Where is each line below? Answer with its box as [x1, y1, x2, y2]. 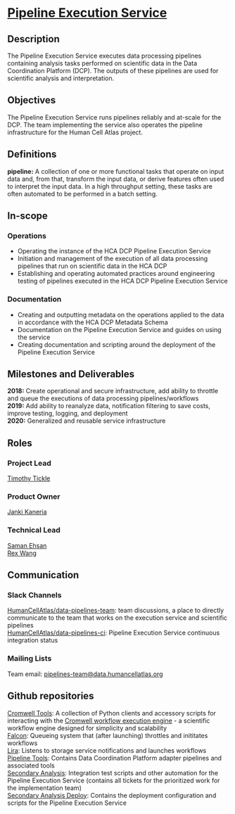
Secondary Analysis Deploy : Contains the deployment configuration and [7, 791, 217, 799]
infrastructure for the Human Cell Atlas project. [7, 128, 143, 136]
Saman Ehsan [7, 541, 47, 549]
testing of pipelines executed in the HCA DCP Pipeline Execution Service [17, 276, 228, 286]
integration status [7, 636, 58, 644]
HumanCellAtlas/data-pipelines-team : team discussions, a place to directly [7, 606, 224, 615]
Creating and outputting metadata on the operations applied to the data [17, 310, 224, 319]
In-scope [7, 210, 48, 222]
